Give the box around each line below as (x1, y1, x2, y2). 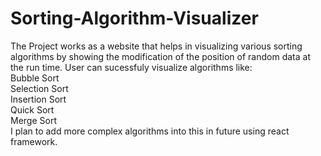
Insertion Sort (10, 93, 67, 105)
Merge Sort (10, 114, 57, 126)
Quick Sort (10, 103, 55, 116)
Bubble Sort (10, 72, 60, 84)
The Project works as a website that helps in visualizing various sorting (10, 40, 303, 52)
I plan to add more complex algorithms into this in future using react (10, 125, 290, 137)
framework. (10, 135, 58, 147)
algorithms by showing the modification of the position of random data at (10, 50, 311, 62)
